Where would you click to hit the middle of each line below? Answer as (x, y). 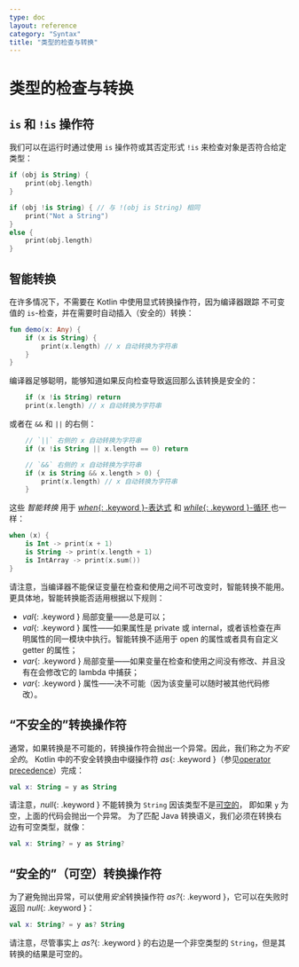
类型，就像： (63, 827)
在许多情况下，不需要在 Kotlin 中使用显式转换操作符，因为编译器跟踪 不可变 (147, 302)
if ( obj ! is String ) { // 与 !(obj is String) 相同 (105, 208)
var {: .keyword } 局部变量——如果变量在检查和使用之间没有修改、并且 (149, 661)
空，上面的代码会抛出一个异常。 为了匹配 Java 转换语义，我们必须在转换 (142, 816)
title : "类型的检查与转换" (54, 42)
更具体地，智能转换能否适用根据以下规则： (87, 597)
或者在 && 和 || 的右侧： (53, 424)
